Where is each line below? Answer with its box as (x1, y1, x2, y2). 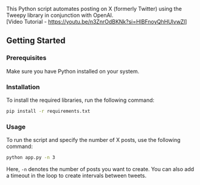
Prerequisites (6, 54, 47, 62)
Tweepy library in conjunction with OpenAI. (6, 12, 114, 19)
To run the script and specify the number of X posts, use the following (6, 136, 181, 144)
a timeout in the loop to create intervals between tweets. (6, 172, 147, 180)
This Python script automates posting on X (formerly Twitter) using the (6, 5, 182, 12)
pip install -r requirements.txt (6, 108, 91, 114)
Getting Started (6, 36, 66, 46)
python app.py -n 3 (6, 155, 56, 161)
